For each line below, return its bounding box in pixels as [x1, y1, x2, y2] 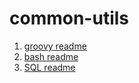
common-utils [9, 7, 129, 30]
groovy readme [23, 40, 87, 52]
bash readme [23, 50, 79, 62]
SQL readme [23, 61, 76, 73]
